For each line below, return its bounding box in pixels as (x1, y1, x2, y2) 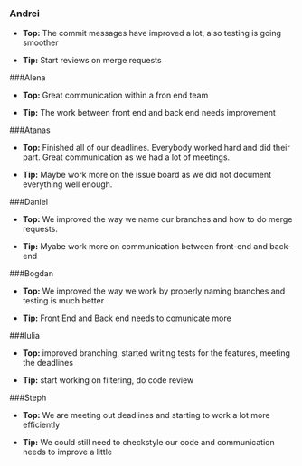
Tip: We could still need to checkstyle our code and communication (22, 437, 275, 448)
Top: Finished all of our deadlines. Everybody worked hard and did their (22, 143, 291, 154)
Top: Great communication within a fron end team (22, 89, 209, 101)
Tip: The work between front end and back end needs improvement (22, 107, 276, 118)
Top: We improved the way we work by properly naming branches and (22, 285, 286, 296)
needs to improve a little (22, 446, 113, 458)
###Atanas (9, 125, 52, 135)
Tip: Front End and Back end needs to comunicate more (22, 312, 232, 323)
